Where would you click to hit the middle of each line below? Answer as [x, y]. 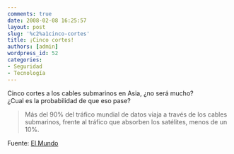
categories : [25, 60]
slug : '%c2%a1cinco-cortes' [49, 34]
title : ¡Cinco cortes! [41, 40]
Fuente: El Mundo [33, 143]
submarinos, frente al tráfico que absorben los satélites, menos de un [126, 122]
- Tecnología [27, 73]
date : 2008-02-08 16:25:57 [47, 20]
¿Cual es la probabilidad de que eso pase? [69, 100]
